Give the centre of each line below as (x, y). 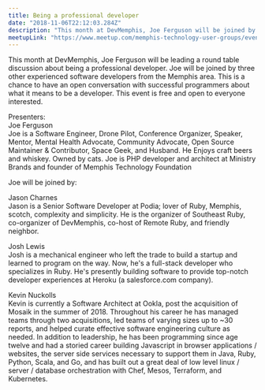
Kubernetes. (28, 379)
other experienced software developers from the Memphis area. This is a (127, 76)
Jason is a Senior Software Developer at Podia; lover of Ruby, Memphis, (125, 206)
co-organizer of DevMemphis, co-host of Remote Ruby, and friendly (119, 223)
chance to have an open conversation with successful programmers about (129, 85)
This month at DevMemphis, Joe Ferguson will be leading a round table (124, 60)
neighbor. (24, 231)
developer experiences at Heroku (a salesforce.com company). (111, 280)
